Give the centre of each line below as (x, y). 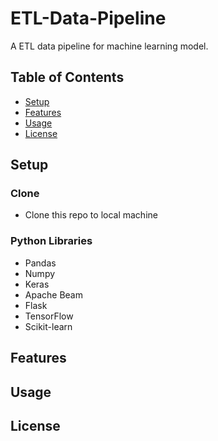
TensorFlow (49, 316)
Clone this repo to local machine (91, 215)
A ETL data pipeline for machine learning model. (109, 46)
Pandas (40, 263)
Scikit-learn (48, 326)
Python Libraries (51, 241)
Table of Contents (67, 77)
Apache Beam (53, 294)
